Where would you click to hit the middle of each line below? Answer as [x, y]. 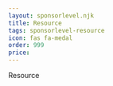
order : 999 [26, 45]
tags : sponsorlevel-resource [56, 30]
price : [19, 53]
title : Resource [35, 23]
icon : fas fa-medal [41, 38]
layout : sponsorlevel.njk [51, 16]
